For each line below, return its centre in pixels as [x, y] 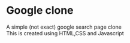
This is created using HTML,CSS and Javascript [65, 33]
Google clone [40, 10]
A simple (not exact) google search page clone [64, 27]
